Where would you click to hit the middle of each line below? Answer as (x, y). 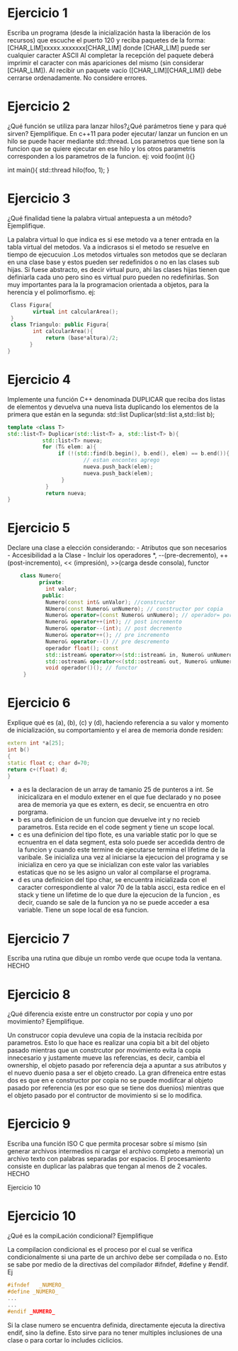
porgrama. (33, 812)
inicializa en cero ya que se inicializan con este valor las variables (113, 865)
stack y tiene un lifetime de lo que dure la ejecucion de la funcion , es (119, 895)
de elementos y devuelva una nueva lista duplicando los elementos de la (113, 407)
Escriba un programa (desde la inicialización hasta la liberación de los (109, 33)
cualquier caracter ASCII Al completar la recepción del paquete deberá (110, 55)
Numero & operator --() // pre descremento (107, 641)
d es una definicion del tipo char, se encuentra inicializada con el (112, 880)
